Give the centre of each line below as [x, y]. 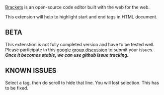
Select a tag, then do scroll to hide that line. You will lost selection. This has [82, 83]
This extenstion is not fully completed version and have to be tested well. [80, 44]
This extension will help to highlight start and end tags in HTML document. [81, 17]
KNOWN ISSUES [31, 71]
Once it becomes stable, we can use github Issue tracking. [67, 55]
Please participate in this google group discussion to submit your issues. [80, 50]
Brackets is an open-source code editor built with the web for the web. [78, 7]
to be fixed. [17, 88]
